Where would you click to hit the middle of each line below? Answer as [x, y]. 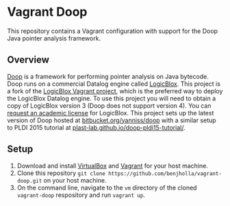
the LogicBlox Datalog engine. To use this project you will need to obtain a [112, 98]
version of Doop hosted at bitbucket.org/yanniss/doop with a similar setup [112, 120]
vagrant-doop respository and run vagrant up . [81, 195]
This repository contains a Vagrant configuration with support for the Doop [112, 31]
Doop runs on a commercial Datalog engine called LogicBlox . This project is [114, 84]
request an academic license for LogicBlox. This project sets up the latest [111, 113]
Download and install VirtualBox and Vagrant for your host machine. [113, 165]
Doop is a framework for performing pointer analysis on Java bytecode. [108, 76]
